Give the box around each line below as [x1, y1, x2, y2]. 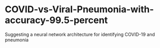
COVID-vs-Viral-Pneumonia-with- [5, 4, 154, 15]
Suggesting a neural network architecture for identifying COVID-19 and [5, 31, 155, 37]
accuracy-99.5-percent [5, 14, 108, 26]
